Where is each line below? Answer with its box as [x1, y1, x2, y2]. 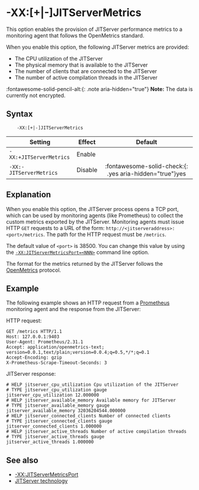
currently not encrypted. [6, 92, 66, 99]
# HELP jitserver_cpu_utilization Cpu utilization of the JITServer [6, 382, 179, 388]
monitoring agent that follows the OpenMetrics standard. [6, 32, 145, 39]
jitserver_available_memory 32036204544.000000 [6, 408, 126, 414]
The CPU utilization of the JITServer [14, 55, 103, 62]
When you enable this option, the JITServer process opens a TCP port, [6, 205, 179, 212]
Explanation [6, 190, 52, 200]
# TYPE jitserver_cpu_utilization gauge [6, 387, 108, 393]
